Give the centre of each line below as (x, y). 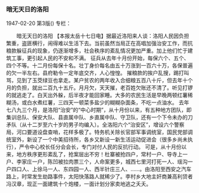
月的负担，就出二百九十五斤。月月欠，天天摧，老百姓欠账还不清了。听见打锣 (99, 88)
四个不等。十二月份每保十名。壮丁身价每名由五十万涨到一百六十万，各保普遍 (99, 66)
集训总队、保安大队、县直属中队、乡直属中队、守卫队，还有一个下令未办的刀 (99, 117)
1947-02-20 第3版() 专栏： (39, 23)
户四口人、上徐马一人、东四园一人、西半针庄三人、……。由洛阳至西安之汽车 (99, 169)
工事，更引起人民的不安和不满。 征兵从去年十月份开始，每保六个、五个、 (100, 58)
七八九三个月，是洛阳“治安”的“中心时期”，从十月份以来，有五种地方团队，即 (99, 110)
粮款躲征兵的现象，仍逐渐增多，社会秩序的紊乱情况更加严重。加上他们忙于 (97, 51)
